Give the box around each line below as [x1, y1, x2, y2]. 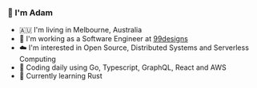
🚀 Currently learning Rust [18, 71, 102, 81]
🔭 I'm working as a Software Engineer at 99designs [18, 34, 189, 44]
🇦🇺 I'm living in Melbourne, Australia [18, 25, 143, 35]
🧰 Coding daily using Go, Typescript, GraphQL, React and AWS [18, 63, 227, 72]
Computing [18, 55, 57, 64]
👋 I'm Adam [7, 7, 54, 18]
